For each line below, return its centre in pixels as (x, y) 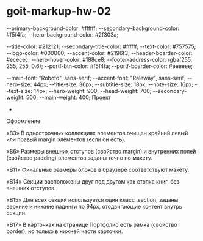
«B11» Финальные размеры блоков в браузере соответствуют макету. (98, 169)
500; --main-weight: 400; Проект (69, 97)
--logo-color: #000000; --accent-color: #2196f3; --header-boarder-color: (99, 53)
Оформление (23, 121)
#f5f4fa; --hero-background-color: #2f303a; (62, 34)
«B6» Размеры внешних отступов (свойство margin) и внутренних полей (101, 151)
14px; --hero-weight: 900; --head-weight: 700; (92, 91)
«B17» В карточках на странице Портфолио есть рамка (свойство (92, 224)
